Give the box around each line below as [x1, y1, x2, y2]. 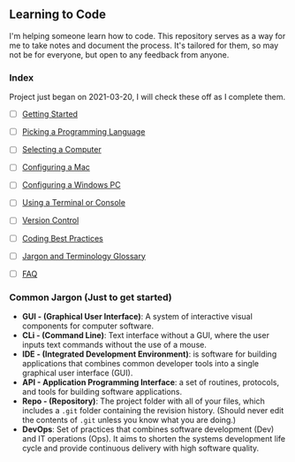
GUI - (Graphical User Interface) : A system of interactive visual [21, 312, 253, 322]
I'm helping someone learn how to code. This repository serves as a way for [9, 30, 286, 41]
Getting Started [21, 109, 78, 119]
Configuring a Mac [21, 162, 91, 173]
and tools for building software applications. [21, 387, 183, 397]
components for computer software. [21, 320, 155, 331]
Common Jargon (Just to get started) [9, 291, 172, 304]
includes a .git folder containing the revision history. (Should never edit [21, 405, 284, 416]
